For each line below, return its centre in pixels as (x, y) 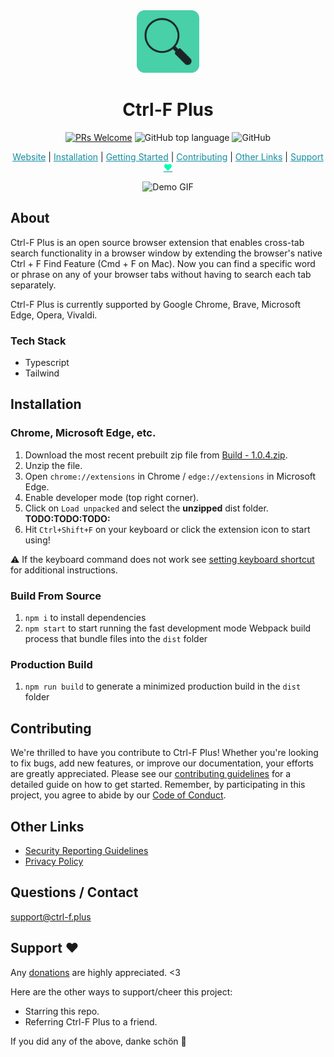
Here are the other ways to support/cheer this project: (121, 991)
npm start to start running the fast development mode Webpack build (168, 628)
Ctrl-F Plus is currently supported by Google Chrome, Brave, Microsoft (155, 304)
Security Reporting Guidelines (86, 850)
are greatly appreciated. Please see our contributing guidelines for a (151, 774)
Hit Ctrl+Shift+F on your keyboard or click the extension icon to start (167, 529)
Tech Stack (38, 341)
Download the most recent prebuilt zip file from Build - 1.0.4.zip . (156, 455)
